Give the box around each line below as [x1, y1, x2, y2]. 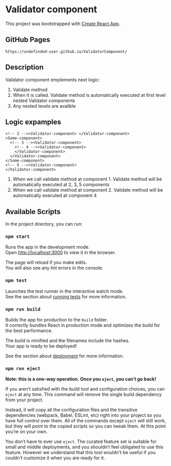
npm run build [5, 306, 41, 312]
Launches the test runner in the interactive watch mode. [5, 288, 124, 294]
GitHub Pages [5, 35, 50, 44]
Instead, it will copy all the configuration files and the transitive [5, 407, 138, 413]
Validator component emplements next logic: [5, 76, 100, 83]
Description [5, 63, 44, 72]
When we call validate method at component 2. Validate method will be [12, 187, 163, 193]
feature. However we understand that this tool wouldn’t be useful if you [5, 450, 156, 456]
